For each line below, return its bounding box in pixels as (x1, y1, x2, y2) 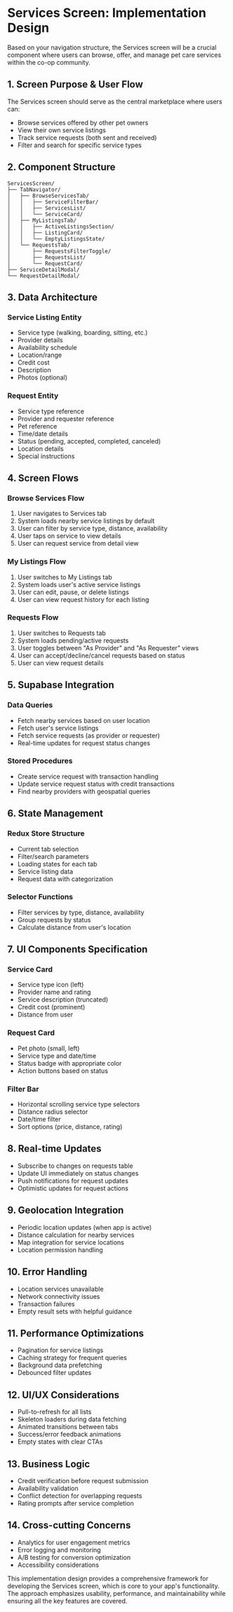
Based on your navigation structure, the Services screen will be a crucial (7, 43, 217, 51)
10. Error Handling (7, 1266, 88, 1278)
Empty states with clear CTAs (17, 1437, 103, 1446)
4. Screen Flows (7, 472, 79, 484)
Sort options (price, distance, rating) (17, 1123, 123, 1131)
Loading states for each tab (17, 859, 98, 868)
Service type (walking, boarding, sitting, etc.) (17, 329, 148, 337)
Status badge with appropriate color (17, 1059, 122, 1067)
